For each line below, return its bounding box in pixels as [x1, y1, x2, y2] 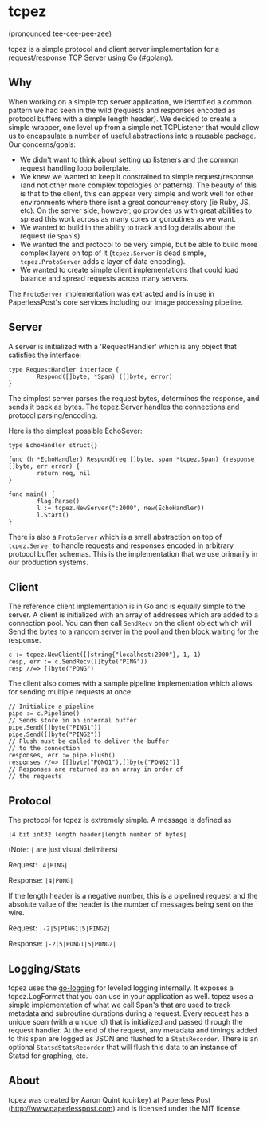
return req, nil [37, 469, 91, 477]
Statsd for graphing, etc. [8, 1051, 88, 1060]
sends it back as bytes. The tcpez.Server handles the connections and [8, 402, 240, 411]
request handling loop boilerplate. [19, 163, 132, 173]
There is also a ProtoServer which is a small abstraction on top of [8, 532, 222, 541]
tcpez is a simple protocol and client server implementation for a [8, 44, 220, 53]
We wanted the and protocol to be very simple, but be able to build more [19, 239, 258, 249]
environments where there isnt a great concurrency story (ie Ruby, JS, [19, 197, 251, 206]
